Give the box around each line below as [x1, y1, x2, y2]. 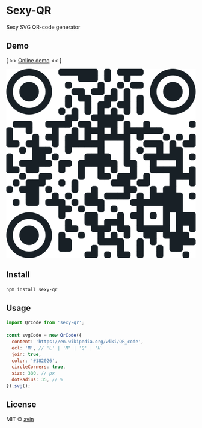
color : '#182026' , [11, 358, 58, 364]
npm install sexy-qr [6, 286, 58, 292]
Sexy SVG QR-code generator [6, 23, 81, 31]
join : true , [11, 351, 42, 357]
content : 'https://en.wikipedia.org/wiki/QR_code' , [11, 339, 144, 345]
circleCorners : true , [11, 364, 66, 370]
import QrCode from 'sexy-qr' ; [6, 319, 85, 326]
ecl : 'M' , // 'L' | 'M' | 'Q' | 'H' [11, 345, 103, 351]
